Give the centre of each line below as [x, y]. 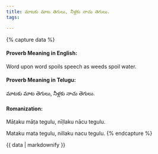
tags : [13, 17]
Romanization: [25, 109]
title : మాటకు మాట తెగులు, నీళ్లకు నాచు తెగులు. [58, 12]
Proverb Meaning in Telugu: [41, 80]
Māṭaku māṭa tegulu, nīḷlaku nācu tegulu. [56, 122]
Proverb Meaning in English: [42, 53]
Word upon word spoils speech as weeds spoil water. [71, 66]
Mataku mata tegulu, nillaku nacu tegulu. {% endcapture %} [79, 133]
